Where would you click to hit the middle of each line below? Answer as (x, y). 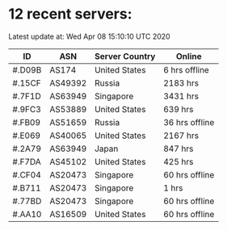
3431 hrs (181, 96)
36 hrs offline (189, 122)
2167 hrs (181, 136)
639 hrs (178, 109)
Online (189, 56)
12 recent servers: (70, 14)
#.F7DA (27, 161)
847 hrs (178, 148)
